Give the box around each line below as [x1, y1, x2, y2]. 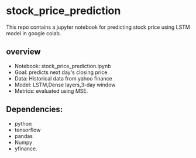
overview [6, 47, 41, 57]
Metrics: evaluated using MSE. [14, 87, 88, 95]
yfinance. [14, 145, 38, 152]
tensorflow [14, 126, 41, 133]
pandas [14, 132, 33, 139]
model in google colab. [6, 29, 61, 36]
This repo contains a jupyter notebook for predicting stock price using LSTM [6, 23, 190, 31]
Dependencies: [6, 105, 63, 115]
